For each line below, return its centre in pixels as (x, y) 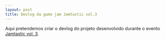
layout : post (19, 10)
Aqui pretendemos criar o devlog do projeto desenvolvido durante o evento (83, 28)
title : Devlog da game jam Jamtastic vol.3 (51, 14)
